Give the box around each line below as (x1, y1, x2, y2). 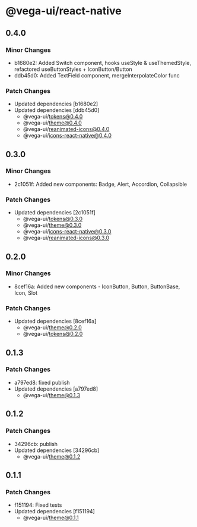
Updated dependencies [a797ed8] (14, 385, 99, 392)
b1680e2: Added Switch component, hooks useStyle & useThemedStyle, (14, 59, 191, 66)
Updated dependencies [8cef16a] (14, 317, 97, 325)
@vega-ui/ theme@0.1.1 (23, 514, 79, 522)
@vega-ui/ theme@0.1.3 (23, 391, 81, 398)
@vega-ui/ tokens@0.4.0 (23, 113, 83, 120)
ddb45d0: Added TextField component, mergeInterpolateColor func (14, 71, 180, 79)
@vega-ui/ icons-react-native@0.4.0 (23, 132, 112, 139)
